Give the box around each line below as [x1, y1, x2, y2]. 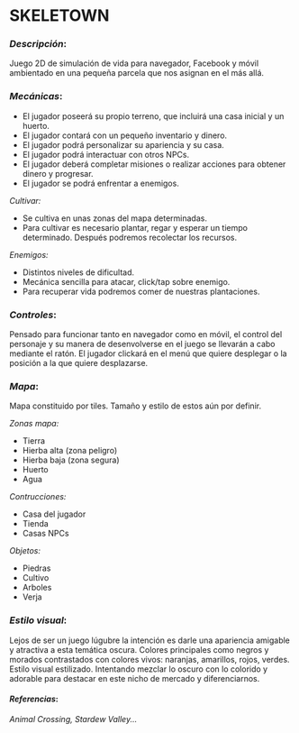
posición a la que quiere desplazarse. [9, 358, 149, 369]
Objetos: [9, 545, 41, 556]
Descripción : [9, 38, 68, 50]
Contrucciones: [9, 491, 67, 502]
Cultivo [22, 573, 50, 583]
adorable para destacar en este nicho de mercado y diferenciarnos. [9, 673, 260, 683]
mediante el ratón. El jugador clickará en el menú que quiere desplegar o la [9, 348, 287, 359]
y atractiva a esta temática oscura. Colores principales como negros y [9, 644, 269, 655]
